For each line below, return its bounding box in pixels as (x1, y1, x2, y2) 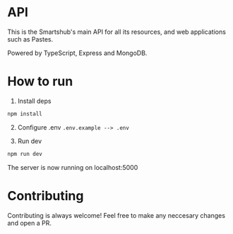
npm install (7, 110, 42, 117)
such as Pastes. (7, 35, 54, 43)
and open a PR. (7, 218, 52, 227)
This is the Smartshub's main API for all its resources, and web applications (7, 27, 226, 36)
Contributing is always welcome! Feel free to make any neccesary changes (7, 211, 226, 219)
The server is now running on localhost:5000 (7, 163, 138, 171)
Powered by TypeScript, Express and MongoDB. (7, 49, 148, 57)
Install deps (17, 97, 52, 105)
